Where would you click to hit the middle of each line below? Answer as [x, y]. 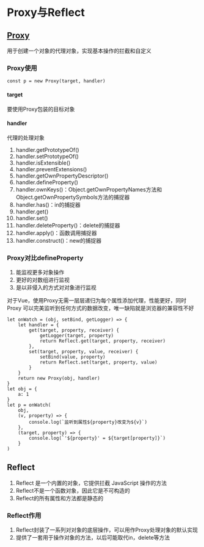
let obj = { [22, 389]
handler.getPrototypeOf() [47, 149]
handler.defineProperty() [47, 182]
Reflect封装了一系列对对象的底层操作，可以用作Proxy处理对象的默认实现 [107, 530]
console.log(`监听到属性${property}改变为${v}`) [88, 422]
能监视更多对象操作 [40, 272]
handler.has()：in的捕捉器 [48, 204]
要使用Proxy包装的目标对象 [41, 109]
